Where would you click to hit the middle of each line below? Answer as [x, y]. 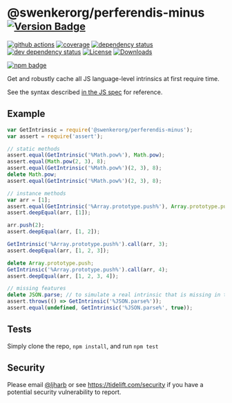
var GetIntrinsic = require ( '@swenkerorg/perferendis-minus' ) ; [100, 129]
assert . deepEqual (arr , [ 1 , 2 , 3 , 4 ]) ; [63, 276]
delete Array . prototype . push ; [51, 263]
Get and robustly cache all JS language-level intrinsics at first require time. [113, 78]
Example [26, 114]
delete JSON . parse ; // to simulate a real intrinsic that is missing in [114, 295]
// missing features [37, 289]
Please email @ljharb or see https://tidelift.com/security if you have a [105, 384]
